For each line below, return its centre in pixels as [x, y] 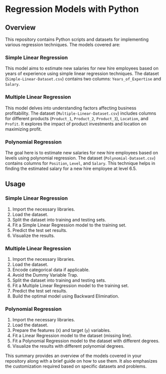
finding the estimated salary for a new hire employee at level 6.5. [71, 168]
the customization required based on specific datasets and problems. [76, 367]
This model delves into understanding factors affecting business [71, 108]
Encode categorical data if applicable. [51, 270]
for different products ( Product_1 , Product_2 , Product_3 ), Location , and [77, 118]
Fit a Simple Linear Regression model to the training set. [69, 225]
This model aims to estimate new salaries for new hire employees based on [82, 69]
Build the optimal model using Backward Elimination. [66, 296]
